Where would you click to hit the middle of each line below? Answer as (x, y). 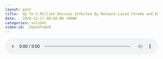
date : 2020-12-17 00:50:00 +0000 (41, 18)
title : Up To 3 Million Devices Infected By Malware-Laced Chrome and (79, 14)
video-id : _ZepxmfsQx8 (28, 27)
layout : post (18, 9)
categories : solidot (26, 23)
